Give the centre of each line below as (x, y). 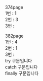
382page (14, 36)
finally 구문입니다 (22, 73)
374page (14, 7)
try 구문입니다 (19, 61)
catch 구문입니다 (21, 67)
